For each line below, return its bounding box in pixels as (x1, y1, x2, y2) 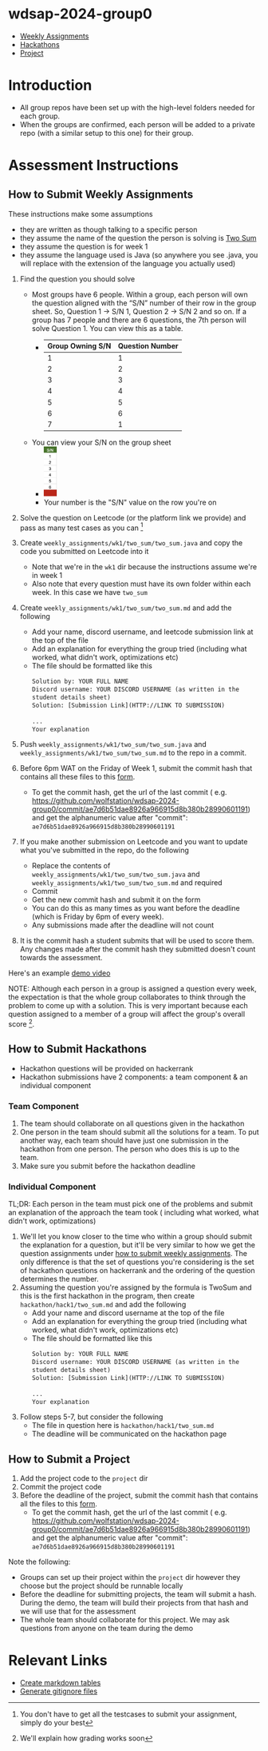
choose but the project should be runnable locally (19, 1581, 183, 1591)
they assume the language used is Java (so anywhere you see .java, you (19, 249, 258, 260)
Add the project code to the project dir (19, 1474, 148, 1483)
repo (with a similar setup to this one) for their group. (19, 128, 194, 138)
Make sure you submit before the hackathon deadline (19, 1161, 195, 1171)
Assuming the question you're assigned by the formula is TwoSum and (19, 1282, 253, 1292)
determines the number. (19, 1274, 99, 1284)
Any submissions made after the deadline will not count (31, 920, 215, 930)
